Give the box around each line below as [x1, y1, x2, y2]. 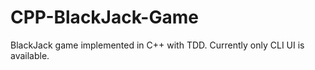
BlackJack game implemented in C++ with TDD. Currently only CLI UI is [10, 39, 305, 51]
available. [10, 49, 50, 61]
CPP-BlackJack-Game [10, 6, 199, 29]
